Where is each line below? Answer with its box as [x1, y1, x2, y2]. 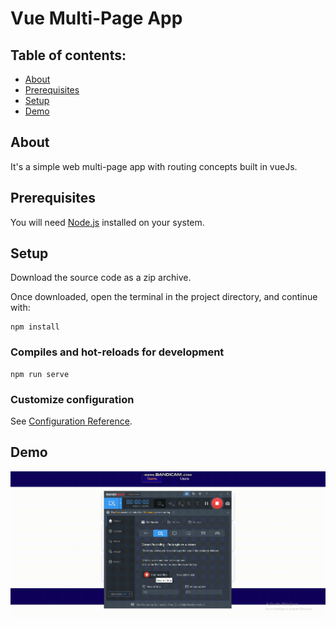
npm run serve [10, 369, 70, 379]
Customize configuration [10, 392, 135, 406]
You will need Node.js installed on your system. [10, 216, 205, 228]
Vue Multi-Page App [10, 7, 183, 30]
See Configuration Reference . [10, 415, 133, 427]
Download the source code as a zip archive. [10, 272, 192, 284]
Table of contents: [10, 47, 127, 64]
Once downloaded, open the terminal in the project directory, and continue [10, 291, 318, 303]
